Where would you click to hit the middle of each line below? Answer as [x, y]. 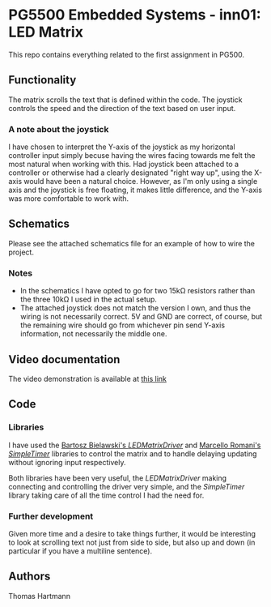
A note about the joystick [59, 129]
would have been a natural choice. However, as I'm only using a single [141, 182]
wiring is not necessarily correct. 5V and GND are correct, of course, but [141, 317]
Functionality [42, 80]
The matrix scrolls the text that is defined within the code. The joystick [125, 100]
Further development [51, 516]
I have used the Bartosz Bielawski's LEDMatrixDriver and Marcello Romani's [135, 445]
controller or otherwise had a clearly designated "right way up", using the [131, 173]
